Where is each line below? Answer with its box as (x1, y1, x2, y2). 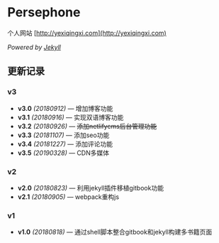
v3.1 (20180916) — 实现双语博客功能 (17, 113, 124, 121)
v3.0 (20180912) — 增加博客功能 (17, 104, 113, 112)
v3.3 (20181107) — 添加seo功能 (17, 131, 110, 139)
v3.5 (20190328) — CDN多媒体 (17, 148, 110, 157)
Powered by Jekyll (7, 43, 62, 51)
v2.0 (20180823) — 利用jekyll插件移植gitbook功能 (17, 183, 164, 192)
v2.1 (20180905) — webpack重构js (17, 193, 119, 201)
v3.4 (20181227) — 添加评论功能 (17, 139, 113, 148)
